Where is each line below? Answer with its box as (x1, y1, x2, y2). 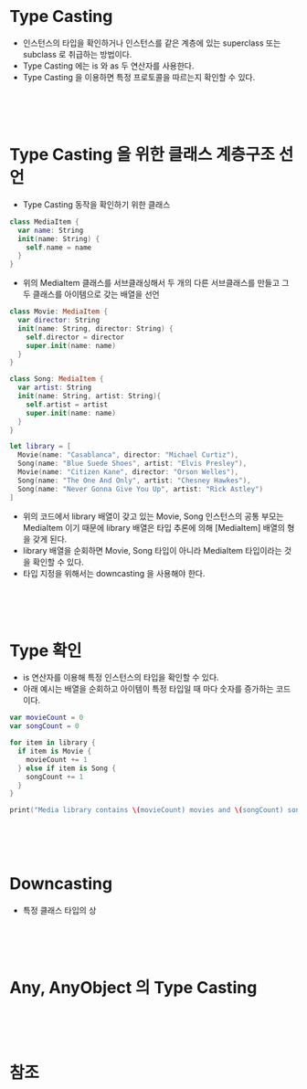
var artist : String (17, 383, 92, 393)
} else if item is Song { (17, 764, 117, 773)
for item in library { (9, 738, 96, 747)
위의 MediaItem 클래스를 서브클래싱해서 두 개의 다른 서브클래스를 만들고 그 (22, 278, 290, 289)
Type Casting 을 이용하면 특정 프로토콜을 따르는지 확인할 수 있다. (22, 71, 256, 82)
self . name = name (26, 243, 92, 252)
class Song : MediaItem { (9, 375, 104, 384)
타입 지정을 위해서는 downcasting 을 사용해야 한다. (22, 567, 206, 578)
